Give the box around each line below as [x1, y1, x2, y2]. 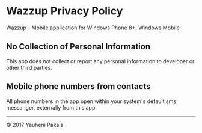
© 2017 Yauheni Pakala [6, 121, 64, 128]
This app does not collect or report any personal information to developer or [6, 57, 195, 64]
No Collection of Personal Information [6, 42, 151, 52]
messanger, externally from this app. [6, 104, 97, 111]
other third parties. [6, 64, 53, 71]
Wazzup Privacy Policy [6, 4, 123, 18]
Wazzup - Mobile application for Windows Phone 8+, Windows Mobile [6, 24, 180, 31]
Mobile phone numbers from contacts [6, 81, 151, 91]
